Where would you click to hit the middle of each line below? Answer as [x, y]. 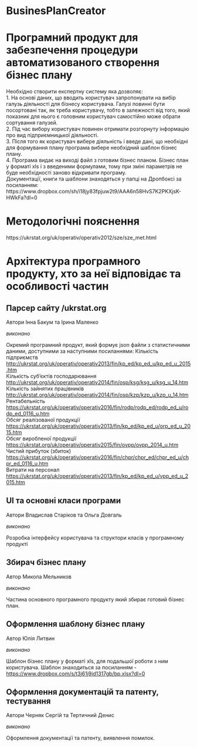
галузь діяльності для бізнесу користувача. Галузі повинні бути [86, 104]
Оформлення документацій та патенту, [82, 692]
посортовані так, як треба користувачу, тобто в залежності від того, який [98, 110]
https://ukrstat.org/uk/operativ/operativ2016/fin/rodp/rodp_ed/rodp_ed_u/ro [97, 407]
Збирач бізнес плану [46, 562]
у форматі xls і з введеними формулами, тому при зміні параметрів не [94, 166]
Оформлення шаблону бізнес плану [76, 624]
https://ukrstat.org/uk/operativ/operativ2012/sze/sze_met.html [81, 238]
